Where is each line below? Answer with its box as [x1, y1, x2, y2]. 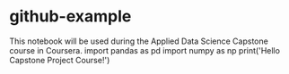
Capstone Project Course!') [9, 54, 110, 65]
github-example [9, 6, 132, 27]
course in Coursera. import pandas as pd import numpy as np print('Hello [9, 45, 281, 55]
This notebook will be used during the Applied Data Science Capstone [9, 36, 269, 46]
